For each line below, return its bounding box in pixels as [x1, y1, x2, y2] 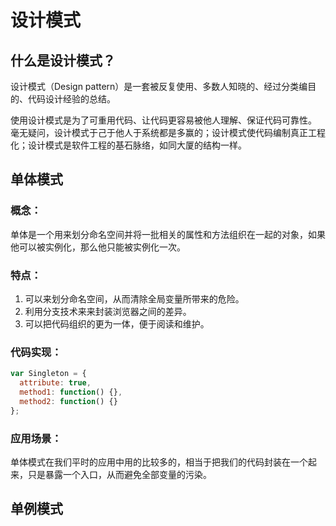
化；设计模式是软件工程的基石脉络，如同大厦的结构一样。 [10, 139, 247, 151]
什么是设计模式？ [10, 52, 116, 69]
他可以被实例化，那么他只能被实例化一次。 [10, 241, 186, 253]
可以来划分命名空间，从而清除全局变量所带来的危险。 [24, 292, 245, 305]
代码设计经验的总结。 [27, 93, 116, 105]
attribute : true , [19, 378, 92, 388]
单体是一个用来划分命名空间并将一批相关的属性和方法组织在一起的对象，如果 [10, 228, 326, 240]
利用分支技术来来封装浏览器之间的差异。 [24, 305, 192, 317]
